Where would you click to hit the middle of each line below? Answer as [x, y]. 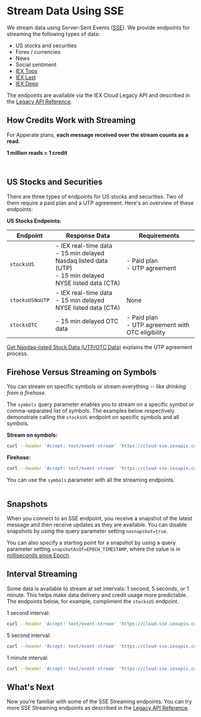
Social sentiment [36, 65]
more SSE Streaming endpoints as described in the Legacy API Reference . [98, 708]
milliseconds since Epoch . [39, 555]
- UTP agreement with [158, 325]
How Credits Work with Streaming [71, 120]
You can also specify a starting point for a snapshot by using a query [91, 542]
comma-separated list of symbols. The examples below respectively [91, 411]
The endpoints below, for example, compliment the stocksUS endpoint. [93, 601]
